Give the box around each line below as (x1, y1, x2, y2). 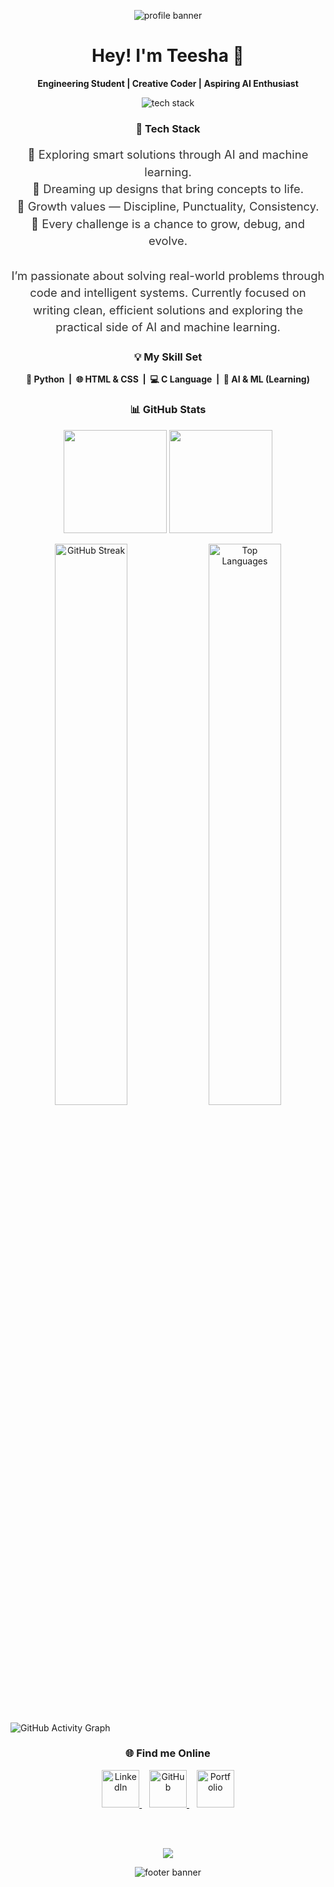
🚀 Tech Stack (135, 121, 201, 135)
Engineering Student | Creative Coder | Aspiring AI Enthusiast (37, 77, 299, 89)
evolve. (148, 233, 188, 249)
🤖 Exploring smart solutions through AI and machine (27, 147, 309, 162)
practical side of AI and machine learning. (55, 320, 281, 335)
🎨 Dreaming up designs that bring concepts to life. (31, 181, 305, 197)
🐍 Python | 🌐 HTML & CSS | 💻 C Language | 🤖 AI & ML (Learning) (26, 373, 310, 385)
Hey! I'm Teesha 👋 (91, 45, 245, 67)
